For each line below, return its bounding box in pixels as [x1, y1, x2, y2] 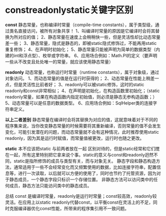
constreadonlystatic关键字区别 [5, 4, 133, 16]
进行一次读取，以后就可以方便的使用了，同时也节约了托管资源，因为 [18, 170, 157, 176]
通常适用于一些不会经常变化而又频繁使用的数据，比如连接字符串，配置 [13, 164, 157, 170]
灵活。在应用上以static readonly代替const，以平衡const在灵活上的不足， [5, 199, 153, 205]
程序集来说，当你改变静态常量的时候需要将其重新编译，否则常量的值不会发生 [5, 123, 161, 129]
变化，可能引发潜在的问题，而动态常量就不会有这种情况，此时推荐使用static [5, 129, 159, 135]
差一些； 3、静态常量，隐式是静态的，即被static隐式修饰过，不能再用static [5, 40, 157, 46]
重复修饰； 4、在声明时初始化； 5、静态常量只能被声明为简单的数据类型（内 [5, 46, 161, 52]
